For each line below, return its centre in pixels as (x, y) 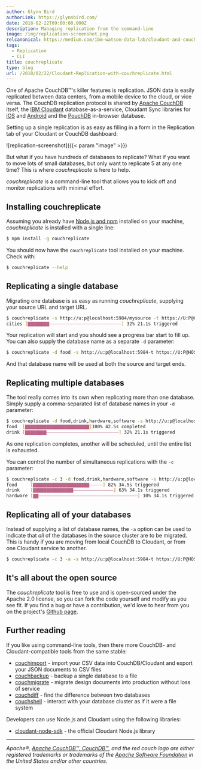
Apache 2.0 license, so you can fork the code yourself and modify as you (97, 599)
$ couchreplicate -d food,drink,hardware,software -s (75, 421)
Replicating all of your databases (69, 514)
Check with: (21, 256)
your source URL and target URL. (47, 307)
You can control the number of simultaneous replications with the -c (90, 462)
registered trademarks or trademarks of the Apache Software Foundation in (100, 754)
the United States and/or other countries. (57, 761)
